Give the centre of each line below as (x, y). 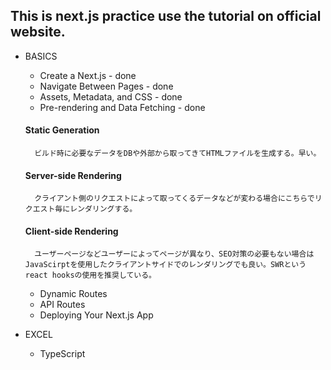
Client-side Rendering (71, 231)
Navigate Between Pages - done (106, 86)
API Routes (62, 305)
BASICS (41, 56)
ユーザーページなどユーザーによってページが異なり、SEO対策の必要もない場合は (174, 254)
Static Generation (62, 130)
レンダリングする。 (103, 209)
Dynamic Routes (73, 294)
